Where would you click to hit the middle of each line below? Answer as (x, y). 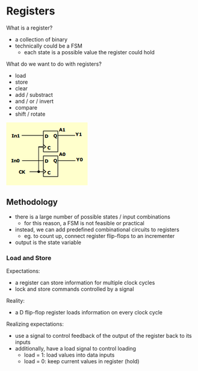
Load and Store (29, 258)
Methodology (32, 202)
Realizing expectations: (35, 324)
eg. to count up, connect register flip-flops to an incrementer (99, 235)
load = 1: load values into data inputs (69, 355)
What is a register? (29, 28)
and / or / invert (34, 101)
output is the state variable (48, 242)
